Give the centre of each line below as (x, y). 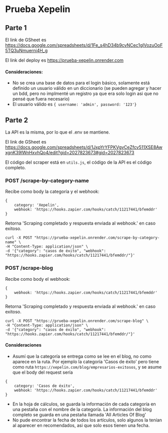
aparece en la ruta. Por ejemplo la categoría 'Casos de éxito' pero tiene (85, 361)
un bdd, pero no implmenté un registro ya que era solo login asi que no (85, 93)
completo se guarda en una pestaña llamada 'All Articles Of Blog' (79, 414)
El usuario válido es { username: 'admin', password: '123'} (74, 104)
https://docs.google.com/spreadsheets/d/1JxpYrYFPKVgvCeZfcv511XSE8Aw (84, 147)
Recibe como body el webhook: (38, 279)
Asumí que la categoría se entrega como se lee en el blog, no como (82, 356)
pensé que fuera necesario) (41, 99)
